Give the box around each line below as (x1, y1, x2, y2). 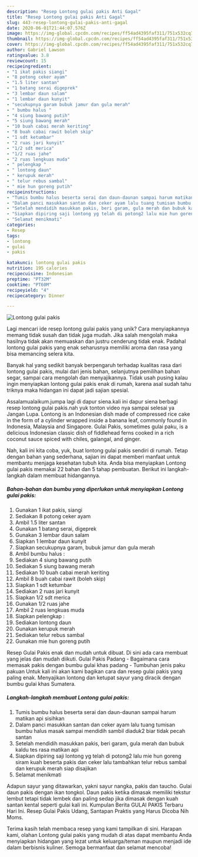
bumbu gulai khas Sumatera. (6, 681, 76, 688)
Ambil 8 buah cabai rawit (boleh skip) (15, 575, 106, 582)
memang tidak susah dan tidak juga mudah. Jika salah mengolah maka (6, 332, 178, 339)
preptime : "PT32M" (6, 276, 52, 282)
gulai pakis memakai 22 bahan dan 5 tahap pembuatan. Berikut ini (6, 466, 166, 473)
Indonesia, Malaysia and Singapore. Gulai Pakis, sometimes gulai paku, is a (6, 423, 188, 430)
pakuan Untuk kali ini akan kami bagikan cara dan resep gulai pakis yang (6, 668, 183, 675)
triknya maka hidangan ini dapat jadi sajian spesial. (6, 386, 130, 394)
